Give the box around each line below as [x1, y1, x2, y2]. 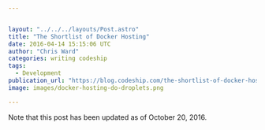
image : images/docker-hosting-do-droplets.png [8, 84, 164, 91]
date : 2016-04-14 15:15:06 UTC [8, 40, 111, 48]
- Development [15, 69, 62, 77]
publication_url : [8, 76, 65, 84]
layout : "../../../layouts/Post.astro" [8, 25, 140, 33]
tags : [8, 62, 26, 70]
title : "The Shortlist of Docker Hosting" [8, 32, 150, 40]
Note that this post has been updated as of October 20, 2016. [8, 112, 207, 122]
